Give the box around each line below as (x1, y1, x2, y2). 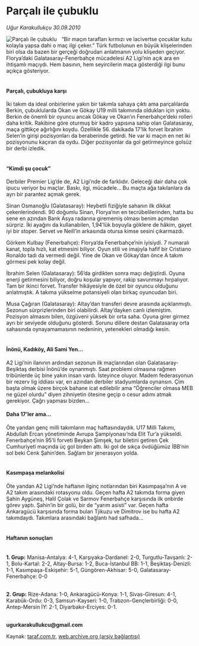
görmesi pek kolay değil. (6, 258, 67, 265)
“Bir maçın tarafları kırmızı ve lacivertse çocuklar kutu (61, 35, 192, 42)
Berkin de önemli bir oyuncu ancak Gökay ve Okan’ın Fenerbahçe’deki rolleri (6, 113, 193, 120)
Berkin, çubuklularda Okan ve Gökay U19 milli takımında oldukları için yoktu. (6, 107, 191, 114)
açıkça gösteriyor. (6, 67, 50, 74)
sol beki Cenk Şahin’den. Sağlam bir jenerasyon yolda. (6, 449, 139, 456)
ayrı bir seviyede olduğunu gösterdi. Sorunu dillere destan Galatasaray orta (6, 319, 190, 326)
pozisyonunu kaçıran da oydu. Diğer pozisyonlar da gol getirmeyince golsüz (6, 138, 192, 146)
